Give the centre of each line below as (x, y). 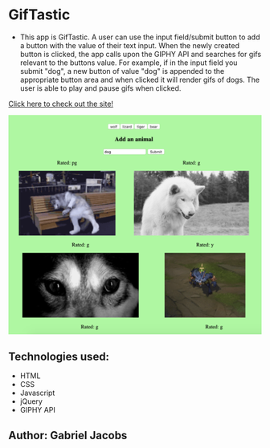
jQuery (31, 401)
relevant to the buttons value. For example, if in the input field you (129, 63)
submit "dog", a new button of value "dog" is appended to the (122, 71)
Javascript (37, 393)
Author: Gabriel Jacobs (68, 435)
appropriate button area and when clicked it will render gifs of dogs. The (140, 79)
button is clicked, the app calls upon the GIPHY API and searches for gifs (141, 54)
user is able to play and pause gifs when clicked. (100, 88)
